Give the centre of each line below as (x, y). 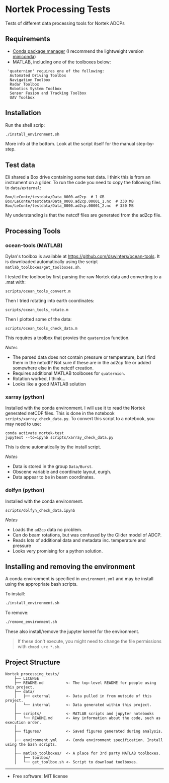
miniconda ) (24, 56)
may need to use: (23, 424)
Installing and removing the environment (70, 566)
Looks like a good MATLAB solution (49, 384)
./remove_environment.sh (31, 622)
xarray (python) (25, 397)
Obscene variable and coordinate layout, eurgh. (62, 472)
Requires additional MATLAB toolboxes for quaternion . (69, 373)
